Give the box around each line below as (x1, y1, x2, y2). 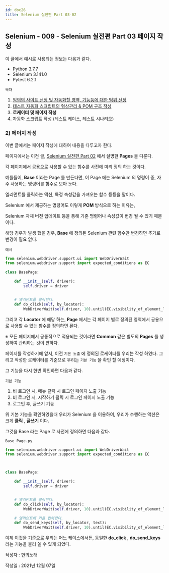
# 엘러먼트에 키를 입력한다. (14, 515, 64, 520)
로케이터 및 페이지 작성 (12, 110, 57, 116)
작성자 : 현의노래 (5, 552, 38, 558)
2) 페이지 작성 (5, 130, 37, 137)
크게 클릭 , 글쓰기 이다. (5, 418, 49, 424)
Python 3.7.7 (12, 66, 39, 72)
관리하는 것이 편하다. (18, 339, 59, 346)
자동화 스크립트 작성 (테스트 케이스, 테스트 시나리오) (12, 116, 114, 122)
